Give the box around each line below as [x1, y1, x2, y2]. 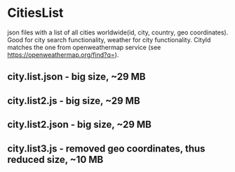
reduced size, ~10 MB [7, 153, 104, 166]
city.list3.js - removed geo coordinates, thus [7, 143, 206, 154]
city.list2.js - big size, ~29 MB [7, 95, 140, 107]
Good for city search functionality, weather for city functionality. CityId [7, 35, 211, 44]
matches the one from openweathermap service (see [7, 43, 161, 51]
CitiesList [7, 5, 64, 21]
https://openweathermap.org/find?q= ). [7, 51, 119, 59]
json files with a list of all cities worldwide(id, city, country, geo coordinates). [7, 28, 229, 37]
